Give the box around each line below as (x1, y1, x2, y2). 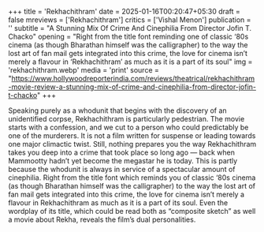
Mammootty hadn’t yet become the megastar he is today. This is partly (8, 156, 238, 165)
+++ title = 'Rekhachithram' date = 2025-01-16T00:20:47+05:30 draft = (8, 7, 240, 16)
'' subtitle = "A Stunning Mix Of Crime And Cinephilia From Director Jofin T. (8, 24, 252, 32)
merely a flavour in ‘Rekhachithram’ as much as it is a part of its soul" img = (8, 57, 253, 66)
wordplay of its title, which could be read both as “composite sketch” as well (8, 207, 256, 215)
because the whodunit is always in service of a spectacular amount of (8, 165, 236, 174)
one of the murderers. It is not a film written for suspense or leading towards (8, 131, 256, 140)
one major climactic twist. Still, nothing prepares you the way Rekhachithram (8, 140, 257, 148)
